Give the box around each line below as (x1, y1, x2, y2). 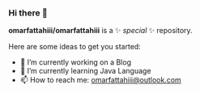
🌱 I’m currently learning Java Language (19, 66, 151, 76)
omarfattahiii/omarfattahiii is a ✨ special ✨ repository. (8, 26, 193, 36)
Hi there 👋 (8, 7, 49, 19)
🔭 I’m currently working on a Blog (19, 57, 132, 67)
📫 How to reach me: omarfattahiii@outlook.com (19, 75, 182, 85)
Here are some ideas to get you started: (8, 42, 142, 52)
